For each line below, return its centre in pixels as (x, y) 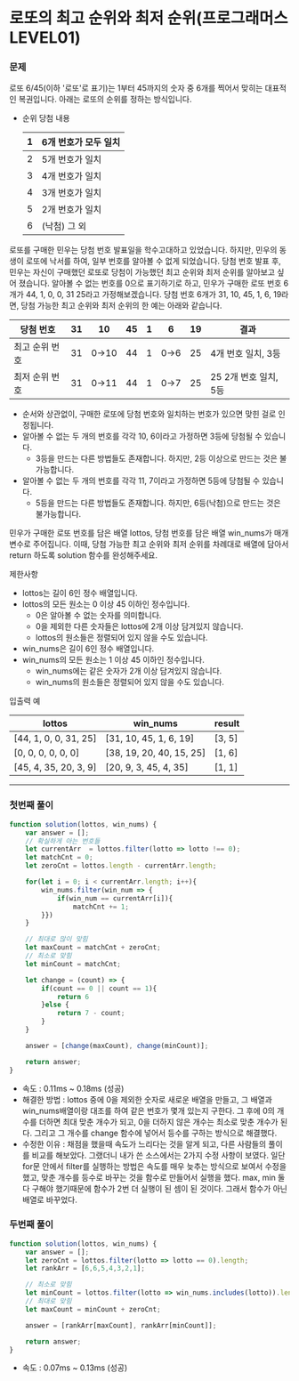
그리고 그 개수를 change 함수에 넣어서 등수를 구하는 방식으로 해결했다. (156, 1133)
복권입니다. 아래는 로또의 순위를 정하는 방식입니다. (105, 100)
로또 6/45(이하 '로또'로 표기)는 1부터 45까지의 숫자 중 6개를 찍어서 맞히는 (136, 88)
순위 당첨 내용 (46, 118)
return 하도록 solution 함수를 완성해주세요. (84, 555)
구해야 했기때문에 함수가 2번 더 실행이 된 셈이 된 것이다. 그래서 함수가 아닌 (159, 1188)
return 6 (73, 997)
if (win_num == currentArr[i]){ (115, 898)
